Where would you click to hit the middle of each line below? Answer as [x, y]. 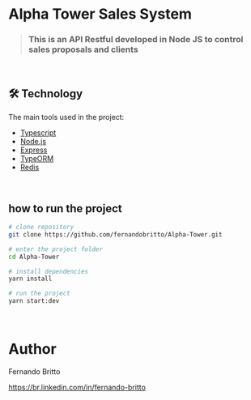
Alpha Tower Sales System [100, 14]
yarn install [30, 279]
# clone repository [41, 228]
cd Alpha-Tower [34, 257]
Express [34, 150]
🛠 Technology [46, 94]
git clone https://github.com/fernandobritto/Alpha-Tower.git [115, 234]
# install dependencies [49, 271]
